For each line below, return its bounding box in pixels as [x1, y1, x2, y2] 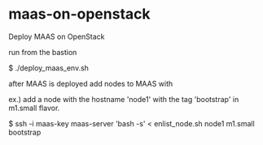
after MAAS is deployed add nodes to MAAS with [8, 79, 173, 88]
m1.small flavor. [8, 103, 60, 113]
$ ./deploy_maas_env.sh [8, 62, 90, 73]
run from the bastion [8, 47, 77, 57]
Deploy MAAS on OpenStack [8, 32, 105, 41]
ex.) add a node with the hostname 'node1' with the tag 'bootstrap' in [8, 94, 239, 104]
